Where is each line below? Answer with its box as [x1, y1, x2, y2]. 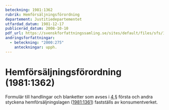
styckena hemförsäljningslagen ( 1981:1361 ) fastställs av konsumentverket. [5, 99, 158, 105]
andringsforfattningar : [5, 36, 55, 41]
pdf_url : [5, 31, 24, 36]
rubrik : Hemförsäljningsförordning [5, 12, 80, 17]
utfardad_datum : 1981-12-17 [5, 21, 64, 27]
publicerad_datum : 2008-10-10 [5, 26, 69, 31]
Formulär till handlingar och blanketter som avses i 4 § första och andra [5, 93, 153, 99]
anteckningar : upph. [14, 45, 57, 50]
